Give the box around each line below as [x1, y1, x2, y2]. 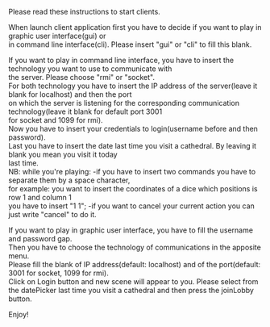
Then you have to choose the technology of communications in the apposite [8, 242, 262, 252]
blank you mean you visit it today [8, 149, 118, 159]
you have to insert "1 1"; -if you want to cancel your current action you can [8, 201, 255, 211]
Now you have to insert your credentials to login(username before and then [8, 124, 258, 133]
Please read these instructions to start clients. [8, 7, 161, 16]
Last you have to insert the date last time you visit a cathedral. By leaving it [8, 141, 256, 150]
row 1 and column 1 [8, 193, 73, 202]
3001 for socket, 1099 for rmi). [8, 268, 109, 278]
